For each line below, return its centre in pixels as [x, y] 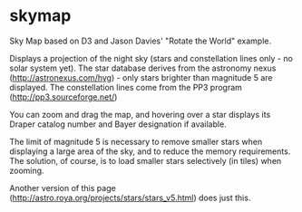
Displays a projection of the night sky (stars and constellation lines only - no [151, 58]
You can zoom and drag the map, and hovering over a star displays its [140, 114]
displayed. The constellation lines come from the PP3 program [126, 87]
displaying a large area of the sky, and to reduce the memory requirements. [150, 151]
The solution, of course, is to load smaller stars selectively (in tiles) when [146, 160]
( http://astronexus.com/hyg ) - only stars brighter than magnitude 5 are [141, 77]
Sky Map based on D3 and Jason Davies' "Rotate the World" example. [141, 41]
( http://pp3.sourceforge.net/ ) [63, 97]
